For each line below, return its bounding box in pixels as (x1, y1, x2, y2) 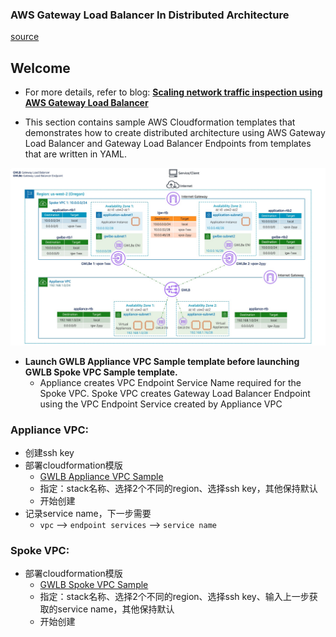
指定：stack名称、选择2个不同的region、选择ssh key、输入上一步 (39, 591, 310, 603)
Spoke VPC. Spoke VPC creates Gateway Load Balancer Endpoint (39, 387, 311, 399)
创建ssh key (24, 446, 75, 458)
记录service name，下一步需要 (24, 507, 152, 519)
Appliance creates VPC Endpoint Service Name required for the (39, 376, 302, 388)
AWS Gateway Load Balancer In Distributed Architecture (10, 8, 290, 22)
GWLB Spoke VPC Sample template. (24, 366, 178, 378)
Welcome (10, 59, 71, 77)
